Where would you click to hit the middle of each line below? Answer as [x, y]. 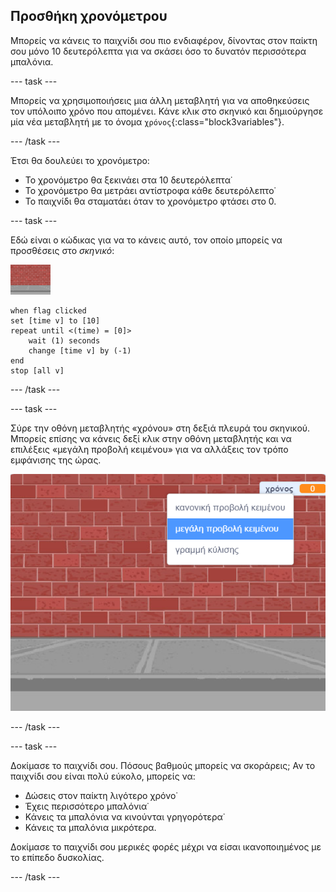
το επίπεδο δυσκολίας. [57, 857]
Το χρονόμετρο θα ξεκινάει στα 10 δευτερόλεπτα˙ [128, 180]
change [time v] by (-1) [80, 350]
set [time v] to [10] [55, 320]
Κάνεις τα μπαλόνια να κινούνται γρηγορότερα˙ [125, 816]
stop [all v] [37, 370]
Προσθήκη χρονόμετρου [89, 16]
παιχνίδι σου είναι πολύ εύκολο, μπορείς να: [103, 776]
